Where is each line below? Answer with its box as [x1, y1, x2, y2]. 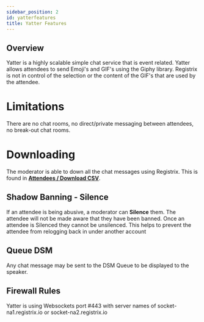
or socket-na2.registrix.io [43, 309, 108, 316]
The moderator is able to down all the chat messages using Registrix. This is [6, 168, 199, 176]
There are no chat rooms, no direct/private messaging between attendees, [6, 120, 194, 127]
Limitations [6, 100, 65, 113]
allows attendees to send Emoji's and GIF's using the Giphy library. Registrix [6, 65, 197, 73]
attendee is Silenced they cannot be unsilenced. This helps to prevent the [6, 221, 191, 229]
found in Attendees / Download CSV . [6, 174, 101, 182]
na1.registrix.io [6, 309, 43, 316]
